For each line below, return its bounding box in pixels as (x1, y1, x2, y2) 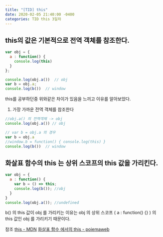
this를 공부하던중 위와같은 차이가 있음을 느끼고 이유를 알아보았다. (5, 96, 131, 102)
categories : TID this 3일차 (5, 16, 61, 21)
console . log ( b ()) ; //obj (14, 186, 66, 191)
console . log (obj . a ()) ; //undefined (5, 200, 79, 205)
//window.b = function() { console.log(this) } (5, 139, 106, 144)
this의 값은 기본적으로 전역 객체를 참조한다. (5, 36, 130, 45)
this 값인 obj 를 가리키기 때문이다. (5, 216, 71, 222)
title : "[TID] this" (5, 7, 48, 12)
